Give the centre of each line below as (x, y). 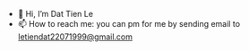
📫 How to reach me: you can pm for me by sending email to (129, 24)
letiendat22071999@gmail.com (75, 37)
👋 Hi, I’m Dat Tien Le (56, 14)
